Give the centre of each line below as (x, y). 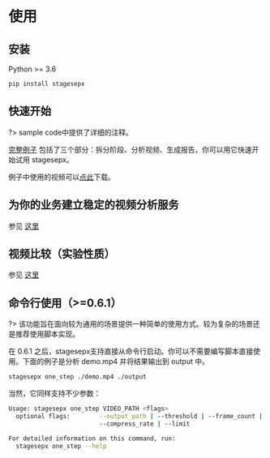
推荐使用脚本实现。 (47, 334)
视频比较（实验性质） (62, 253)
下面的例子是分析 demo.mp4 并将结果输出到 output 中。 (116, 362)
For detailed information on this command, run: (92, 439)
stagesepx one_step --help (61, 446)
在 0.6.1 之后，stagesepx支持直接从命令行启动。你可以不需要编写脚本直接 (131, 351)
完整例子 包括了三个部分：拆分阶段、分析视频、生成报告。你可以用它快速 (130, 149)
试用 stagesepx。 (45, 160)
